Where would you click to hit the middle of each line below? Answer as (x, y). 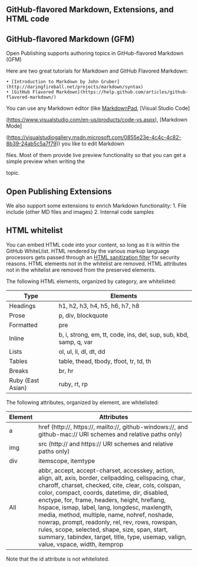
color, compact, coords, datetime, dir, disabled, (103, 493)
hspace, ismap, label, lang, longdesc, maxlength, (105, 507)
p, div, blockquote (83, 315)
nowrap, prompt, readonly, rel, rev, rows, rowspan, (108, 522)
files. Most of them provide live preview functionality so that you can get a (96, 155)
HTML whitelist (34, 231)
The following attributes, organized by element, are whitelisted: (82, 402)
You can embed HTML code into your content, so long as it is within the (93, 245)
